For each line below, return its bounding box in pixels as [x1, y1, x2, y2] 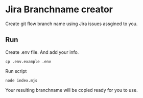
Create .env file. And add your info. [5, 49, 79, 55]
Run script [5, 68, 27, 74]
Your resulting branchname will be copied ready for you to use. [5, 87, 138, 93]
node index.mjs [5, 78, 38, 83]
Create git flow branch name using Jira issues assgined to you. [5, 21, 138, 27]
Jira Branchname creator [5, 4, 113, 15]
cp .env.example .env [5, 59, 52, 64]
